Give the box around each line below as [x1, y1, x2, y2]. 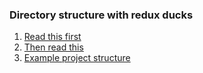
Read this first [23, 31, 82, 43]
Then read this [23, 41, 84, 53]
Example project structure [23, 52, 131, 64]
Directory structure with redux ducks [9, 8, 194, 22]
